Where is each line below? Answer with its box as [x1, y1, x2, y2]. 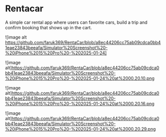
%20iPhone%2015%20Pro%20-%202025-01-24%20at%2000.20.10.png [5, 75, 155, 81]
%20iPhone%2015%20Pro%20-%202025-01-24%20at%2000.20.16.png [5, 100, 155, 106]
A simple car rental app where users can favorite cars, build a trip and [5, 19, 148, 25]
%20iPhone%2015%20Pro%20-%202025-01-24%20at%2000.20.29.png [5, 126, 156, 132]
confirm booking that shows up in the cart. [5, 24, 92, 30]
